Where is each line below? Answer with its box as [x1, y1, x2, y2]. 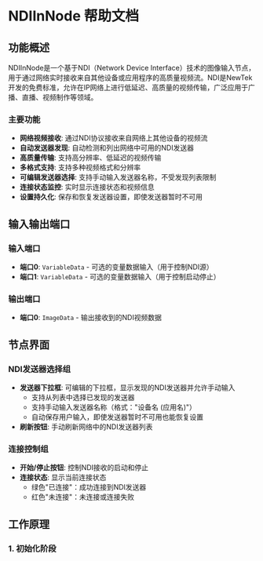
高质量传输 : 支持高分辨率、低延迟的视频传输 [19, 153, 162, 162]
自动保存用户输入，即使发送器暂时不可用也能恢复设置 [31, 412, 204, 421]
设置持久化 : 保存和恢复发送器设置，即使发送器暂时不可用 [19, 192, 203, 202]
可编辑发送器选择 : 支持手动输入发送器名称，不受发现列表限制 [19, 173, 217, 182]
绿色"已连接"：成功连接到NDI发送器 [31, 483, 147, 492]
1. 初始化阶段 [8, 543, 57, 554]
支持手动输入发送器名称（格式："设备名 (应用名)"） [31, 402, 196, 412]
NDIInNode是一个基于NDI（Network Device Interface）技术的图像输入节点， [8, 64, 256, 72]
